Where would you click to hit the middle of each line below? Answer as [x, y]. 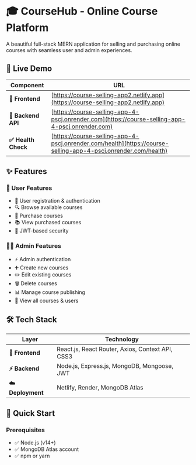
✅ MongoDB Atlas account [46, 449]
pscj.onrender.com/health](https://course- [110, 143]
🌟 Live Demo [29, 69]
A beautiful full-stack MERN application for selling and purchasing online [93, 44]
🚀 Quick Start [31, 413]
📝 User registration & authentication [57, 201]
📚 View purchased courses [48, 223]
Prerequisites [25, 430]
